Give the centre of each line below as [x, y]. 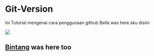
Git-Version [29, 9]
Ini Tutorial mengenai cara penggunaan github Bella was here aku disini [77, 23]
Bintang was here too [38, 47]
